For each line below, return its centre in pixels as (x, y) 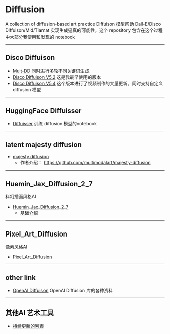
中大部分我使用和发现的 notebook (40, 37)
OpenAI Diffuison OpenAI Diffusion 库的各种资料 (62, 290)
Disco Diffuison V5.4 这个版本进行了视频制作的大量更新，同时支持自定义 (88, 83)
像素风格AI (16, 247)
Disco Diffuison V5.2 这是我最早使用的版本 (57, 77)
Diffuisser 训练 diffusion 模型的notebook (55, 123)
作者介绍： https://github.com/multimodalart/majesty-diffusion (85, 163)
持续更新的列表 (28, 326)
